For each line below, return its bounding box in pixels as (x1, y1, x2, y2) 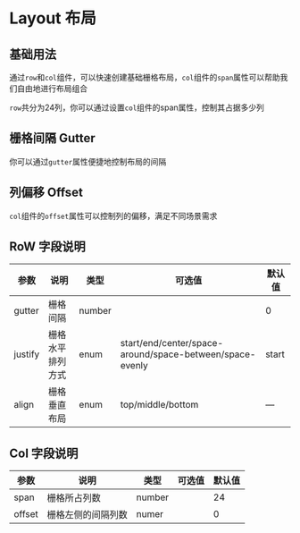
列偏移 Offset (9, 185, 83, 200)
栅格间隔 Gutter (9, 131, 96, 146)
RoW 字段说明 (9, 239, 87, 255)
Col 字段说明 (9, 445, 79, 461)
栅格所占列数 (46, 492, 101, 504)
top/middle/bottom (120, 399, 199, 411)
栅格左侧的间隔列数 (46, 509, 128, 521)
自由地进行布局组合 (16, 83, 87, 94)
